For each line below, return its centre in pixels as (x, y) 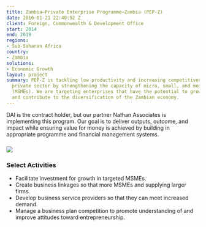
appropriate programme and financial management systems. (83, 134)
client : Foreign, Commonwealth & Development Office (75, 23)
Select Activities (31, 165)
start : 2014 (21, 29)
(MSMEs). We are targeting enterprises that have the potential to (100, 92)
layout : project (27, 75)
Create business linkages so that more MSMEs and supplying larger (101, 185)
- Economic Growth (30, 69)
